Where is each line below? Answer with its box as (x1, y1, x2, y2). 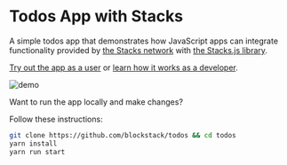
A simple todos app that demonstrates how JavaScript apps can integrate (9, 35, 278, 46)
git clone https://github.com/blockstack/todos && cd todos (9, 130, 237, 139)
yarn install (9, 139, 58, 148)
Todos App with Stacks (9, 6, 184, 27)
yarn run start (9, 147, 66, 156)
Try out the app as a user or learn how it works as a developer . (9, 62, 238, 73)
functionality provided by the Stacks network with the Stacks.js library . (9, 44, 268, 55)
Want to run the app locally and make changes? (9, 96, 184, 107)
